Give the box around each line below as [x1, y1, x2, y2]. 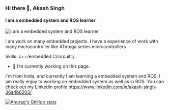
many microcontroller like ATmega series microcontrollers [5, 44, 126, 50]
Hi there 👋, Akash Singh [5, 5, 65, 12]
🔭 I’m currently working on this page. [12, 63, 90, 69]
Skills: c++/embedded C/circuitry [5, 53, 75, 60]
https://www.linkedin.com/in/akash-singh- [68, 84, 157, 90]
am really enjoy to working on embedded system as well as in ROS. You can [5, 79, 164, 85]
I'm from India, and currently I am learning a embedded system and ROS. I [5, 73, 161, 79]
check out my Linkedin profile [5, 84, 68, 90]
